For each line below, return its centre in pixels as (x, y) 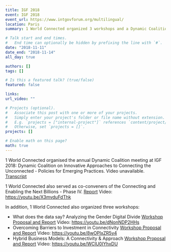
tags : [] (15, 71)
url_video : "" (20, 99)
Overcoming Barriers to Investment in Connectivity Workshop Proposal (87, 228)
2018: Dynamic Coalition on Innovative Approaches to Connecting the (78, 165)
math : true (17, 146)
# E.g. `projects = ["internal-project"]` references (66, 122)
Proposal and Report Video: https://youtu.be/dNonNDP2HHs (76, 222)
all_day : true (20, 57)
